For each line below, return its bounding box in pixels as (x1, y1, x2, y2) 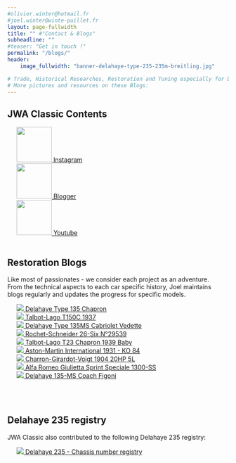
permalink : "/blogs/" (7, 50, 71, 57)
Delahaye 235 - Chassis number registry (25, 448, 143, 456)
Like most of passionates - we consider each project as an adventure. (7, 275, 209, 284)
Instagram (53, 156, 83, 164)
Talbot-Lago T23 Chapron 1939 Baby (25, 338, 133, 346)
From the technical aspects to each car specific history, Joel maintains (7, 283, 212, 291)
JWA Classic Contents (7, 108, 107, 120)
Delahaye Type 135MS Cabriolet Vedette (25, 322, 142, 329)
